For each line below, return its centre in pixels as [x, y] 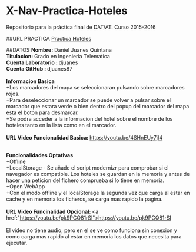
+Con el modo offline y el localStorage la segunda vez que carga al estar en [98, 193]
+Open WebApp [26, 186]
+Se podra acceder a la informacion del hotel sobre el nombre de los [89, 118]
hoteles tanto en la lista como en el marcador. [61, 125]
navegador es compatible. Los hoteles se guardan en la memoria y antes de [98, 174]
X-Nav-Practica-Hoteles [67, 11]
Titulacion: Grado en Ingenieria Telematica [58, 56]
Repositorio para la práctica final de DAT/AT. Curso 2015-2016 [81, 27]
